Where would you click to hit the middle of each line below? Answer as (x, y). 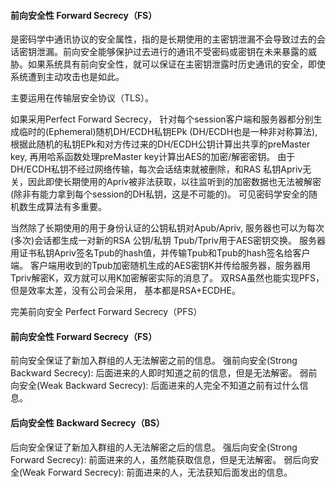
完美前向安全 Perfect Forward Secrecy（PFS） (106, 312)
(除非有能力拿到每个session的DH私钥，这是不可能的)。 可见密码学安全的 (160, 194)
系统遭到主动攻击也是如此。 (67, 77)
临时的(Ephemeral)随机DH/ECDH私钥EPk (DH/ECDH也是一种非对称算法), (168, 132)
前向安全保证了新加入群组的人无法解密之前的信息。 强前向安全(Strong (154, 361)
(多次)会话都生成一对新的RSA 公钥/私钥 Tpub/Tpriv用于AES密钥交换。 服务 (163, 241)
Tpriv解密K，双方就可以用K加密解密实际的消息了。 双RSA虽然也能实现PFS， (167, 278)
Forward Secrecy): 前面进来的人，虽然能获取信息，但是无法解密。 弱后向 (160, 459)
